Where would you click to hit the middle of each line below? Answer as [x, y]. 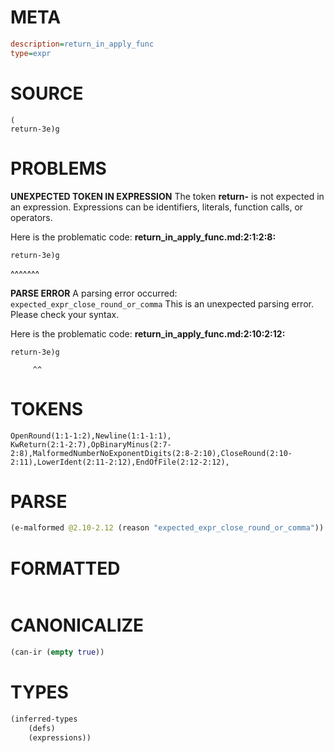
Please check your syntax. [65, 314]
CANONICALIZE [77, 625]
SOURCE [47, 93]
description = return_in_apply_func [82, 44]
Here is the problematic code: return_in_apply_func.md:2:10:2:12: [148, 333]
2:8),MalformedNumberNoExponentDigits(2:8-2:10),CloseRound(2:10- [151, 453]
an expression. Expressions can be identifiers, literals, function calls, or [157, 207]
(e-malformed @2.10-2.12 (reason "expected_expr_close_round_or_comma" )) [167, 528]
